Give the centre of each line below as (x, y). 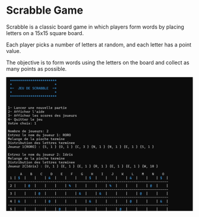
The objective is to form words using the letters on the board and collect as (98, 62)
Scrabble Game (45, 10)
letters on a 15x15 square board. (45, 33)
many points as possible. (36, 68)
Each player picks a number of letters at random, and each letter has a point (99, 45)
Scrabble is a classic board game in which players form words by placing (95, 27)
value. (14, 51)
